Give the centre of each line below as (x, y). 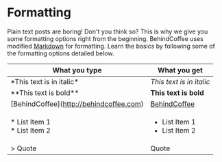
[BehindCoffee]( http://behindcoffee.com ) (77, 104)
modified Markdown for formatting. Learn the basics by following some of (111, 46)
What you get (180, 70)
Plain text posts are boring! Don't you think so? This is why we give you (108, 31)
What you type (77, 70)
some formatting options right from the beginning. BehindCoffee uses (105, 38)
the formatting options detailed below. (61, 53)
